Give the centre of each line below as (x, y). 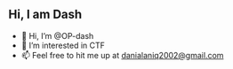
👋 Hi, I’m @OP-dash (57, 35)
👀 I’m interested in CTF (63, 45)
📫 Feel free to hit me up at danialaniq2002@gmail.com (122, 55)
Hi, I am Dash (45, 15)
